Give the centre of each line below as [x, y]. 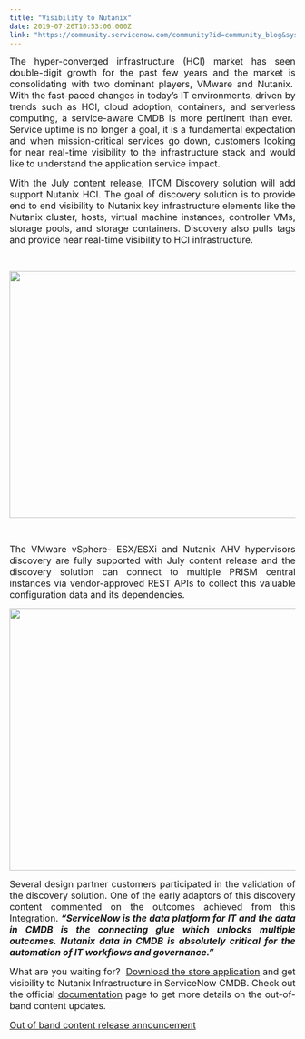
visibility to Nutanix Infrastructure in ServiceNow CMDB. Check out [152, 984]
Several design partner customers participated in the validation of [152, 884]
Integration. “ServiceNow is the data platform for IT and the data [152, 918]
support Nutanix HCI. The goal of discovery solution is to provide [152, 195]
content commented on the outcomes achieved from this [152, 907]
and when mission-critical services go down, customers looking [152, 141]
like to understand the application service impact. [115, 164]
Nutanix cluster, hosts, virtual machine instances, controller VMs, [152, 217]
